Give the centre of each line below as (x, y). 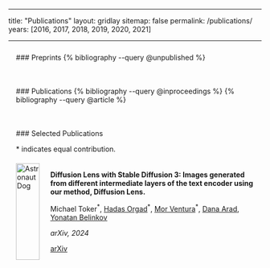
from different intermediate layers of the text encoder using (152, 183)
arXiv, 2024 (70, 233)
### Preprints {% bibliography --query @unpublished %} (111, 58)
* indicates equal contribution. (66, 149)
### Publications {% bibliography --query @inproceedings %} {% (125, 91)
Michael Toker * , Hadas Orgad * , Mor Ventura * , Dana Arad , (145, 208)
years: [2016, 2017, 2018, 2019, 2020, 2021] (80, 29)
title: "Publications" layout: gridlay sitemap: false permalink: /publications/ (131, 21)
